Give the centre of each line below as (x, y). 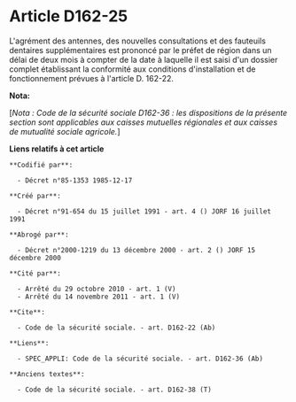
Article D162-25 (69, 16)
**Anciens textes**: (47, 374)
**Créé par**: (35, 196)
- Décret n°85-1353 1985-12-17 (75, 180)
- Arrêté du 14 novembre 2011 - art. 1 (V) (98, 297)
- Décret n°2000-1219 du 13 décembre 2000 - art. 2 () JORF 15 (136, 250)
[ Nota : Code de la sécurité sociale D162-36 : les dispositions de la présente (148, 112)
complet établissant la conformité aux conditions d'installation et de (132, 69)
